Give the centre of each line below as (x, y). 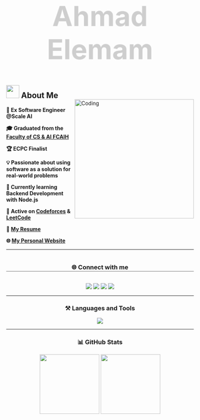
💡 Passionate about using (38, 162)
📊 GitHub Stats (100, 342)
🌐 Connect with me (100, 267)
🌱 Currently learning (32, 187)
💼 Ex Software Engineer (36, 110)
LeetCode (18, 217)
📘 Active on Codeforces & (38, 211)
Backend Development (35, 193)
